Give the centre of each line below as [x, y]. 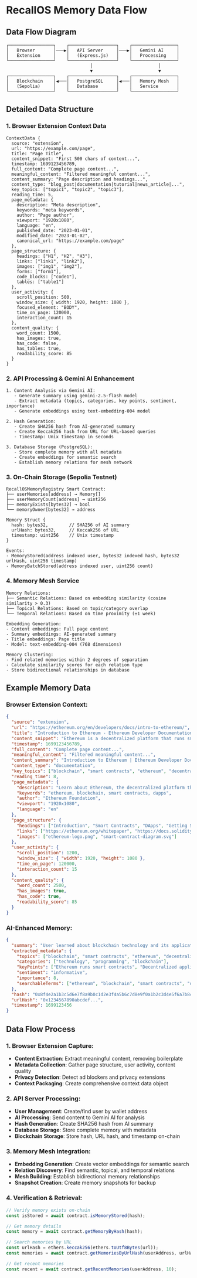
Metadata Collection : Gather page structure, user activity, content [95, 1065]
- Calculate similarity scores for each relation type [74, 665]
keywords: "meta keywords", [51, 210]
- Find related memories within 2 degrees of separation [77, 660]
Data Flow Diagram [41, 32]
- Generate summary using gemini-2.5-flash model [76, 396]
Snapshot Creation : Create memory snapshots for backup [85, 1183]
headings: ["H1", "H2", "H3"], [55, 256]
